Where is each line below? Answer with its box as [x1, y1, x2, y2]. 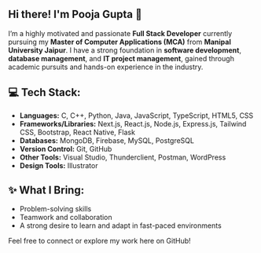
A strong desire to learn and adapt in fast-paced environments [19, 221, 222, 230]
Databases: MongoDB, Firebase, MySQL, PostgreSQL [19, 135, 195, 145]
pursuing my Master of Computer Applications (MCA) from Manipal [8, 37, 232, 46]
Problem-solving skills [19, 204, 92, 214]
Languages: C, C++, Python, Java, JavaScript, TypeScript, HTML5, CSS [19, 111, 254, 120]
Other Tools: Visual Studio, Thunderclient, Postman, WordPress [19, 152, 226, 162]
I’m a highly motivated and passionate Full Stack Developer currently [8, 28, 233, 38]
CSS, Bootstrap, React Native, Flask [19, 127, 136, 137]
